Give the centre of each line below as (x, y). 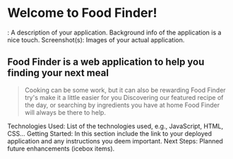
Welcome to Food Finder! (82, 13)
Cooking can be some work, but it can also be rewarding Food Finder (125, 90)
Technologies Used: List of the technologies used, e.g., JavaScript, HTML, (115, 126)
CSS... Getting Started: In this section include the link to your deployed (110, 133)
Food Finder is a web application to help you (106, 62)
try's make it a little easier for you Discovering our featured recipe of (124, 97)
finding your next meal (58, 73)
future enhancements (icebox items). (61, 148)
